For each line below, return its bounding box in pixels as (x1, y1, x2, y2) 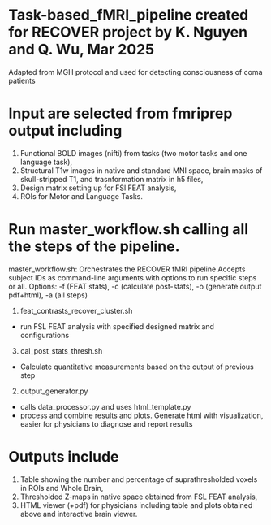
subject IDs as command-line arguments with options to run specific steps (8, 272, 257, 282)
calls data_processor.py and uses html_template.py (19, 401, 191, 411)
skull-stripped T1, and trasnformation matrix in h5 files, (19, 174, 204, 184)
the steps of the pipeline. (8, 237, 180, 256)
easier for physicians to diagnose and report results (19, 419, 193, 428)
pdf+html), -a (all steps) (8, 290, 88, 300)
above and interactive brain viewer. (19, 509, 138, 518)
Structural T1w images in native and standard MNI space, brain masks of (19, 165, 263, 176)
